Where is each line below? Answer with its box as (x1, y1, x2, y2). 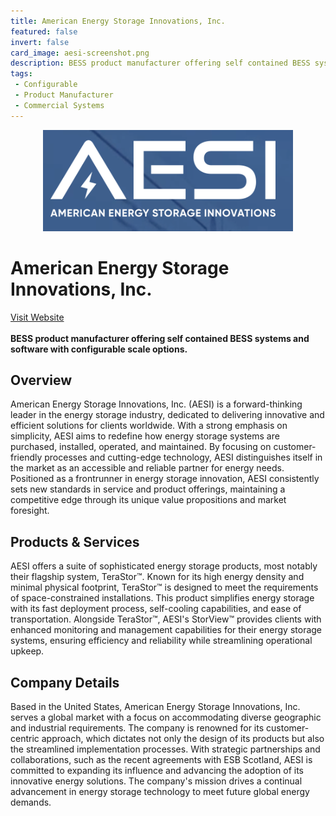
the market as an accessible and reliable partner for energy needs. (10, 462, 285, 474)
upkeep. (10, 645, 45, 657)
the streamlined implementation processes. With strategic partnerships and (10, 743, 321, 755)
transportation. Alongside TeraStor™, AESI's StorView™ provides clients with (10, 613, 322, 625)
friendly (10, 451, 43, 464)
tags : (10, 69, 33, 79)
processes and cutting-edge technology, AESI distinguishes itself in (44, 451, 323, 464)
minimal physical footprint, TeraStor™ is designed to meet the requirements (10, 581, 319, 594)
